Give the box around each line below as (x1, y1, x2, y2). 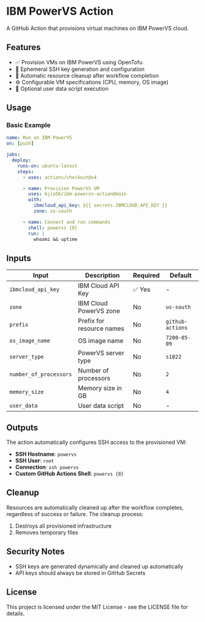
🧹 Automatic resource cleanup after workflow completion (15, 72, 159, 79)
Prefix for (77, 317, 105, 325)
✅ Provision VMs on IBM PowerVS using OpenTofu (15, 58, 143, 65)
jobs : (6, 152, 20, 158)
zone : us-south (33, 208, 72, 215)
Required (132, 271, 160, 280)
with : (28, 197, 43, 203)
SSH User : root (15, 457, 54, 464)
